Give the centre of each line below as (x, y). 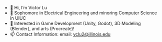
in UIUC (18, 18)
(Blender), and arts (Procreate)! (42, 29)
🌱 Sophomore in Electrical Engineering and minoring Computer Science (83, 13)
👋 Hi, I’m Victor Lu (28, 8)
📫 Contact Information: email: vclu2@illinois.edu (60, 34)
